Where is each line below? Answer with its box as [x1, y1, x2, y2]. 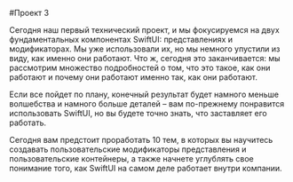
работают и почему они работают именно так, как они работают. [9, 72, 257, 83]
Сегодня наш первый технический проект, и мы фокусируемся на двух [9, 25, 280, 35]
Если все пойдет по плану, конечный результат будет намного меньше [9, 89, 280, 99]
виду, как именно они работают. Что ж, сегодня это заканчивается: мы [9, 53, 281, 63]
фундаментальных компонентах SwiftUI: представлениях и [9, 35, 234, 44]
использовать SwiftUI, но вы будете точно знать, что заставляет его [9, 108, 268, 118]
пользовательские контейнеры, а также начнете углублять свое [9, 154, 255, 163]
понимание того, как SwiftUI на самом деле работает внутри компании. [9, 163, 282, 173]
